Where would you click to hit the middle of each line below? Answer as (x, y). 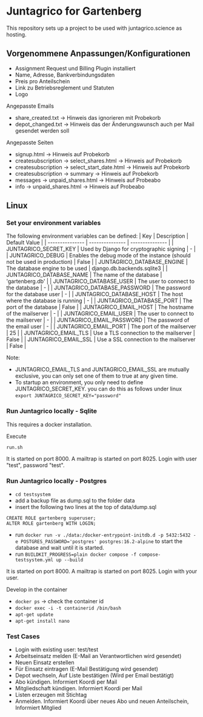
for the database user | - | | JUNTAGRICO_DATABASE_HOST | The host (95, 294)
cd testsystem (33, 495)
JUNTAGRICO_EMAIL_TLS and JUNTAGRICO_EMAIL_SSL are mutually (102, 370)
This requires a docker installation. (49, 424)
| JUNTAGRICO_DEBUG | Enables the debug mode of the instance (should (98, 255)
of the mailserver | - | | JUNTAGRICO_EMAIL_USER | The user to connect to (100, 314)
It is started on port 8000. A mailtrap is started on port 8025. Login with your (102, 571)
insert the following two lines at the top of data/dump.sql (85, 507)
